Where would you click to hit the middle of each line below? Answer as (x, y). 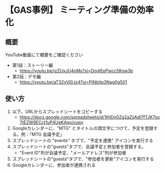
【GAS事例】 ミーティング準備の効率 (79, 10)
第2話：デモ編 (27, 76)
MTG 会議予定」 (48, 134)
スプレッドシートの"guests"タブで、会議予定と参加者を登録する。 (79, 146)
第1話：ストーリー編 (32, 65)
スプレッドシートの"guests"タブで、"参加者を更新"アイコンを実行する (83, 159)
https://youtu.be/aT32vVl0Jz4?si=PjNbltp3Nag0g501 (73, 82)
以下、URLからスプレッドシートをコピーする (57, 112)
